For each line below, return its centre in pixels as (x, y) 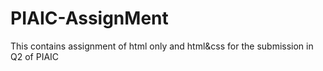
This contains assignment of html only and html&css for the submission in (162, 46)
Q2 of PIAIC (35, 56)
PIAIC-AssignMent (89, 18)
